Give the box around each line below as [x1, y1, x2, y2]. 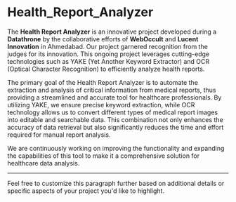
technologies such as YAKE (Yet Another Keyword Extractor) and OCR [7, 57, 210, 65]
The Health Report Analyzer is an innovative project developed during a [7, 27, 217, 36]
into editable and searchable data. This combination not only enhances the [7, 115, 223, 123]
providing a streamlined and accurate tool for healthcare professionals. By [7, 93, 222, 102]
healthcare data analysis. [7, 159, 80, 167]
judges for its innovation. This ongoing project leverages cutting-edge [7, 50, 209, 58]
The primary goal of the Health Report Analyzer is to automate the [7, 78, 199, 86]
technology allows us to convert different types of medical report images [7, 108, 218, 116]
